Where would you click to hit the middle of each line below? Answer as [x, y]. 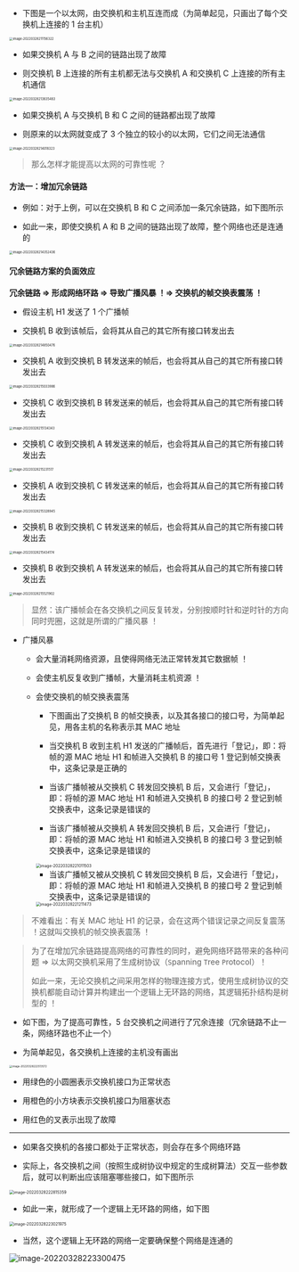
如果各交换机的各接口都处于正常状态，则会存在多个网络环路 [131, 1146]
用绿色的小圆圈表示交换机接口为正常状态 [96, 1081]
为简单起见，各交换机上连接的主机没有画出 [100, 1052]
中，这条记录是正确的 [88, 767]
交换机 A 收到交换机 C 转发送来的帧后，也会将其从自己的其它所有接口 [149, 485]
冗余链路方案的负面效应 [52, 271]
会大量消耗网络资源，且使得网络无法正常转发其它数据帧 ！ [142, 659]
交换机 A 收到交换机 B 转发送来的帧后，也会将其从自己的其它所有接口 [149, 361]
